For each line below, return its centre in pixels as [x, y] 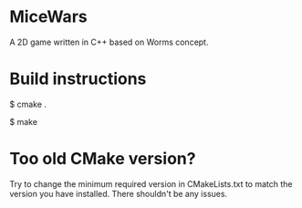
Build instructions [78, 79]
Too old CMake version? [103, 159]
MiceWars [49, 17]
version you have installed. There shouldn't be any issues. [119, 193]
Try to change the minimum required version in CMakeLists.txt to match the [151, 183]
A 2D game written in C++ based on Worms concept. [109, 42]
